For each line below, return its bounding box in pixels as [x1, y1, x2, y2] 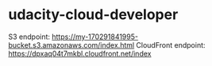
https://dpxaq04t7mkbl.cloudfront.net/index [8, 49, 152, 58]
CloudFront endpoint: [136, 40, 206, 49]
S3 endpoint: [8, 32, 50, 41]
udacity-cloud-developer [8, 6, 179, 24]
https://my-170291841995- [51, 32, 139, 41]
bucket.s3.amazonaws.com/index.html [8, 40, 135, 49]
